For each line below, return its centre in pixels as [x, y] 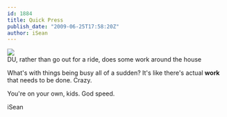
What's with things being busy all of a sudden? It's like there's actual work [113, 73]
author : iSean [28, 33]
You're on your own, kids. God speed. [61, 93]
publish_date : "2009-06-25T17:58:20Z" [63, 26]
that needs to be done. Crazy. [50, 80]
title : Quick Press [35, 20]
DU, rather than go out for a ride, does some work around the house [104, 60]
